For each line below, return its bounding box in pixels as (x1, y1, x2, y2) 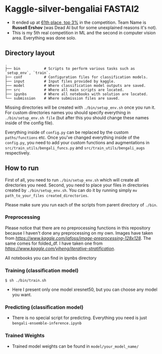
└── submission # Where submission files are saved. (5, 96, 120, 101)
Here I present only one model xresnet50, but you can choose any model (12, 287, 158, 292)
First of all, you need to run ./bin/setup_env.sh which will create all (5, 177, 139, 183)
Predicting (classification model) (5, 304, 84, 311)
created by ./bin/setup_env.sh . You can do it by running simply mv (5, 187, 137, 193)
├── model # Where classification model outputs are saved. (5, 83, 146, 88)
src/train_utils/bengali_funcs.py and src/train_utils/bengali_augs (5, 145, 145, 151)
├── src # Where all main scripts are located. (5, 87, 124, 92)
